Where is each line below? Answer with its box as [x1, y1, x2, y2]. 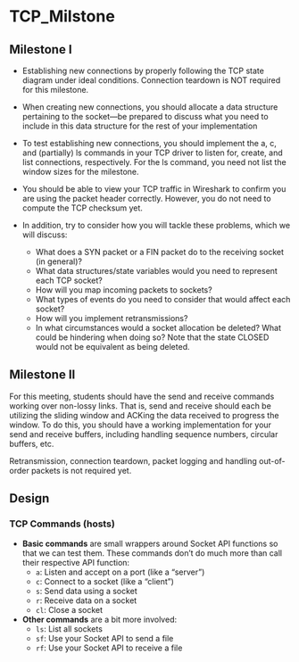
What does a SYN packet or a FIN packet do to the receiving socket [35, 247, 284, 257]
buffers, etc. [9, 438, 54, 449]
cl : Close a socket [35, 604, 104, 615]
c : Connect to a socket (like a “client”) [35, 575, 174, 586]
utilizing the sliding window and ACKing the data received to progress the [9, 410, 279, 420]
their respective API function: [21, 557, 130, 567]
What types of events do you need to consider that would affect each [35, 294, 291, 304]
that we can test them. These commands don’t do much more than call [21, 547, 283, 559]
